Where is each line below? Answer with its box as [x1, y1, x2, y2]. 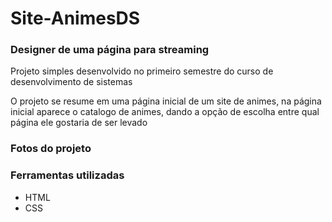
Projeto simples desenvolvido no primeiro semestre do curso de [10, 65, 274, 77]
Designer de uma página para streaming [10, 43, 210, 57]
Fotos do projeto [10, 142, 92, 156]
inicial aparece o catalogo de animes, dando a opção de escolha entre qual [10, 106, 320, 118]
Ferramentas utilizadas [10, 168, 125, 182]
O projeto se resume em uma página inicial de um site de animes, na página [10, 95, 322, 107]
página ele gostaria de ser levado [10, 117, 148, 129]
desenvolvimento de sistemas [10, 76, 133, 88]
